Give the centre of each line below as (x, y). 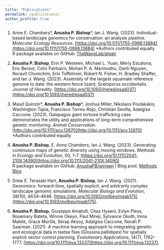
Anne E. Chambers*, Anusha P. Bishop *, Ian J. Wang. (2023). (74, 33)
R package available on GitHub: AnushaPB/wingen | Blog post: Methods (84, 166)
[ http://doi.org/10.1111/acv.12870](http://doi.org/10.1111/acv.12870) (77, 130)
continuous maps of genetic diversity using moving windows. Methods (83, 150)
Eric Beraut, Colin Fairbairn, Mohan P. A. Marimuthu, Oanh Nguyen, (80, 68)
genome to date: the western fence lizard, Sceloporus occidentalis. (80, 84)
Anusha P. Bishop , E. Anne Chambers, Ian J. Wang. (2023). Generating (84, 145)
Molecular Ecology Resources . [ (44, 43)
